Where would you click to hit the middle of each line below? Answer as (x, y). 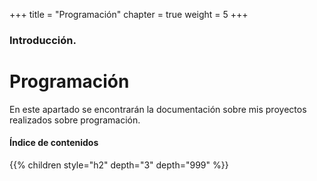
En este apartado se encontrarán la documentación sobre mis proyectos (158, 109)
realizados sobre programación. (75, 120)
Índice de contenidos (54, 143)
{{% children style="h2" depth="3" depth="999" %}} (119, 165)
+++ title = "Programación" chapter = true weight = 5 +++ (129, 14)
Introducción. (43, 40)
